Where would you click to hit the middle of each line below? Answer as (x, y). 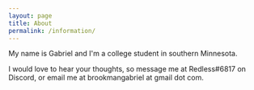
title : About (30, 23)
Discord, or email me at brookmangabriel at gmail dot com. (106, 78)
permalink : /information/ (52, 31)
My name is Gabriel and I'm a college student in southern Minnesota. (123, 54)
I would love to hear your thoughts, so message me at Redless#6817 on (127, 69)
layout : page (30, 16)
